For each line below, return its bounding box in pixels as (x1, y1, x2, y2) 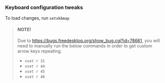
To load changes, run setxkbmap (5, 15, 70, 21)
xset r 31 (24, 58, 46, 63)
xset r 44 (24, 64, 46, 69)
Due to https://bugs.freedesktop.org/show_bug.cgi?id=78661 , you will (17, 38, 160, 43)
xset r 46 (24, 74, 46, 79)
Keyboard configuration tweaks (5, 4, 83, 11)
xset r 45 (24, 69, 46, 74)
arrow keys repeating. (17, 48, 62, 54)
